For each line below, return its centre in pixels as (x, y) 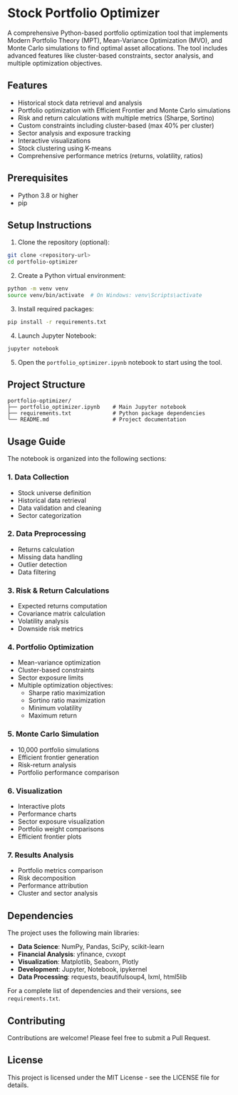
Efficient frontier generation (58, 757)
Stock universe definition (54, 492)
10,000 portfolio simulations (58, 749)
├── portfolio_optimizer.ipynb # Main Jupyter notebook (97, 408)
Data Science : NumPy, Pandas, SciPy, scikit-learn (91, 947)
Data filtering (37, 572)
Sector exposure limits (51, 678)
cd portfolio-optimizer (43, 262)
